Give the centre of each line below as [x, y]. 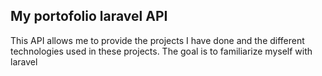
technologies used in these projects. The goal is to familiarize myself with [161, 51]
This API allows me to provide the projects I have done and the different [157, 40]
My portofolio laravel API [89, 16]
